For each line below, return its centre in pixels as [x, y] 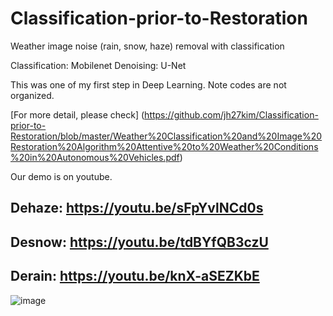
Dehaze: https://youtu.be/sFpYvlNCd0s [137, 208]
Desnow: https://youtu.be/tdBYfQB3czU [139, 242]
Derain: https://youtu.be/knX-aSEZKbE [135, 276]
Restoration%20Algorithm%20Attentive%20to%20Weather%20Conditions [164, 146]
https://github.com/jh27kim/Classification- [231, 114]
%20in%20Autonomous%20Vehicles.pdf [95, 157]
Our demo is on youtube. [61, 176]
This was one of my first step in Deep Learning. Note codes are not [148, 84]
